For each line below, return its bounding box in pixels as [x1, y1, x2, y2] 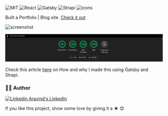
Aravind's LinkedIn [28, 95, 67, 102]
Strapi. [5, 72, 19, 78]
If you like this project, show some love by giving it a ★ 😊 [5, 105, 124, 111]
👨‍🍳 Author [5, 84, 31, 91]
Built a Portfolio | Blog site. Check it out [5, 14, 86, 20]
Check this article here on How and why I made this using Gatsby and [5, 66, 148, 72]
